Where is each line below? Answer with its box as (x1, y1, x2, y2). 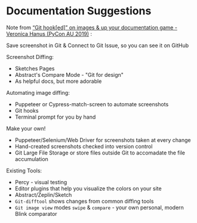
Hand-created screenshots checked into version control (14, 143, 153, 150)
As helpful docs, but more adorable (14, 78, 102, 85)
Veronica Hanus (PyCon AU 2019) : (6, 30, 93, 37)
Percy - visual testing (14, 178, 67, 185)
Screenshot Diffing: (6, 53, 54, 60)
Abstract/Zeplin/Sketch (14, 191, 72, 198)
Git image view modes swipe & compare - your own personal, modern (14, 204, 184, 211)
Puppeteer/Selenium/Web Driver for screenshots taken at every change (14, 136, 191, 144)
